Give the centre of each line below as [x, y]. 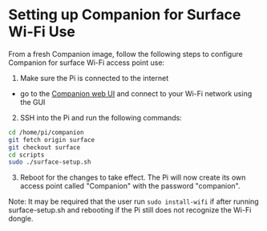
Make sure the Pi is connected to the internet [94, 78]
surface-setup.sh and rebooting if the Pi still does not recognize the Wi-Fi [130, 210]
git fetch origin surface [51, 140]
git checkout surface [44, 147]
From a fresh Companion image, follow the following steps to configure [125, 54]
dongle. [21, 219]
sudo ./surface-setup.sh [50, 162]
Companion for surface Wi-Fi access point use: [87, 63]
